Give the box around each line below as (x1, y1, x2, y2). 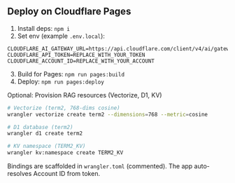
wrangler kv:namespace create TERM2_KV (7, 149, 124, 156)
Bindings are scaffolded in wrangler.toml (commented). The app (7, 162, 193, 170)
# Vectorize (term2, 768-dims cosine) (7, 104, 120, 111)
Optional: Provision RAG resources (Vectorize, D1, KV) (7, 90, 162, 99)
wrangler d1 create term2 (7, 130, 83, 137)
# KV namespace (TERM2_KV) (7, 143, 86, 150)
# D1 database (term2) (7, 123, 73, 130)
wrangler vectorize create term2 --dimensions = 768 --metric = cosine (7, 111, 208, 118)
